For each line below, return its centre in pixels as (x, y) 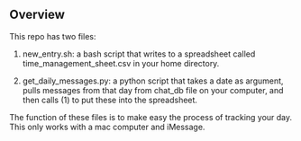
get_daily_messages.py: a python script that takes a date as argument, (153, 81)
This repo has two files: (53, 36)
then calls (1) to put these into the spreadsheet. (110, 100)
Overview (37, 15)
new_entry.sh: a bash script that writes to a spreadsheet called (139, 54)
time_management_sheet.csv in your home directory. (121, 63)
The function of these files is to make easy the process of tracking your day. (151, 117)
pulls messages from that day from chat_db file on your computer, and (153, 90)
